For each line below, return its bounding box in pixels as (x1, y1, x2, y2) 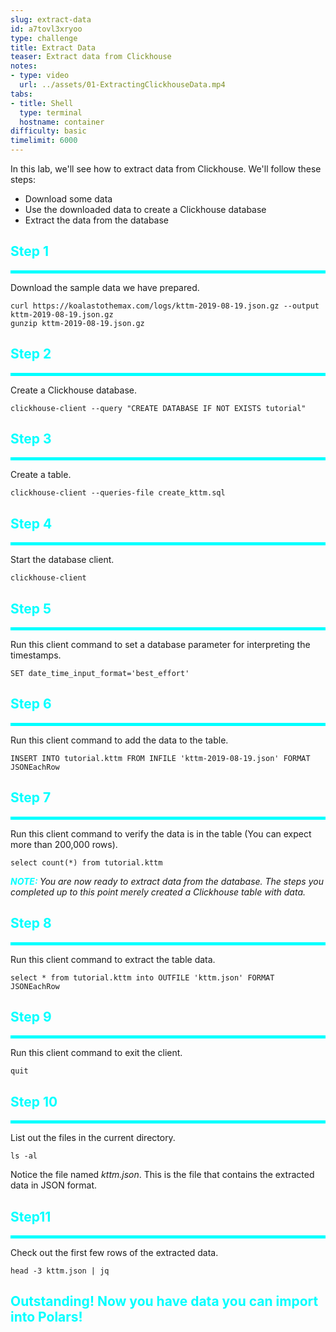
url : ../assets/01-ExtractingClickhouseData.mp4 (19, 80, 226, 90)
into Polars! (10, 1309, 83, 1326)
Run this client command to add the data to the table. (10, 734, 229, 746)
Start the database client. (10, 554, 115, 566)
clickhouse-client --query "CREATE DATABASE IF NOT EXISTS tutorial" (10, 403, 307, 413)
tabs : (10, 89, 33, 99)
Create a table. (10, 469, 72, 481)
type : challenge (10, 33, 78, 43)
